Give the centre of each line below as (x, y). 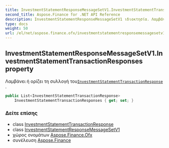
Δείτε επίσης (21, 113)
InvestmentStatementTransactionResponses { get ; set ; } (74, 100)
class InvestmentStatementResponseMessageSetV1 (66, 129)
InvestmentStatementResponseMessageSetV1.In (84, 53)
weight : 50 (17, 29)
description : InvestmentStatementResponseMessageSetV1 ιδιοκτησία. (77, 19)
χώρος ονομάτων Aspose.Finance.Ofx (52, 135)
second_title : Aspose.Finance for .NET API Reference (63, 15)
